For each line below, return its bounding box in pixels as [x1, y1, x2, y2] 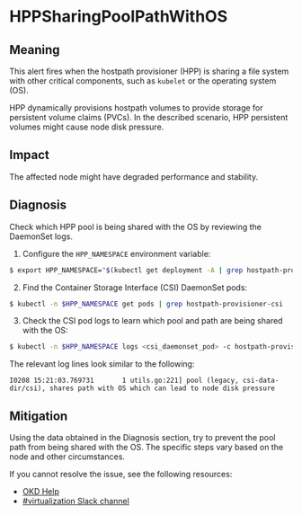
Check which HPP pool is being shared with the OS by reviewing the [9, 221, 262, 232]
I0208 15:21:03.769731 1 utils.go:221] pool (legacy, [9, 376, 240, 386]
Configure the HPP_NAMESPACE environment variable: [22, 248, 211, 259]
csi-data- [242, 376, 280, 386]
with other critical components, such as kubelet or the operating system [9, 75, 277, 86]
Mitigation [9, 408, 68, 423]
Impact [9, 147, 49, 163]
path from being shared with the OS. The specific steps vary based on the [9, 442, 284, 453]
